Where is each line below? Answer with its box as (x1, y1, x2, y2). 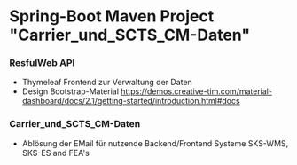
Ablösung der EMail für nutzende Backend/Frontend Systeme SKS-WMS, (21, 137, 289, 148)
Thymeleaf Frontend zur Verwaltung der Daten (21, 77, 192, 88)
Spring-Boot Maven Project (9, 6, 215, 27)
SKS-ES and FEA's (21, 147, 90, 158)
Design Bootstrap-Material (21, 86, 120, 97)
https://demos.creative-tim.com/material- (121, 86, 273, 97)
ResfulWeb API (9, 57, 75, 69)
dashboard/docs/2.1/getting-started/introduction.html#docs (21, 96, 241, 106)
